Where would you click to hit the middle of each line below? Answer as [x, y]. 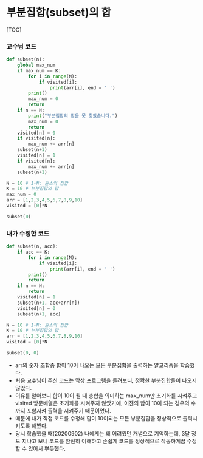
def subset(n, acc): [33, 246]
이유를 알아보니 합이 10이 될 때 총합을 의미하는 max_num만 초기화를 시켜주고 [106, 396]
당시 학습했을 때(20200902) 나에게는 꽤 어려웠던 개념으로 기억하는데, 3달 [102, 433]
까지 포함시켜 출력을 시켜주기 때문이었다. [63, 411]
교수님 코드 [22, 46]
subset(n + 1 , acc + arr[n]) [49, 303]
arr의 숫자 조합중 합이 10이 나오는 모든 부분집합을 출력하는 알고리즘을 [97, 365]
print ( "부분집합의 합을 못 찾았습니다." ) [73, 116]
